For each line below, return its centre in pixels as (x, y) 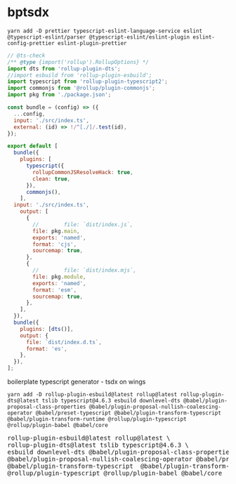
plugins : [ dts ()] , (47, 329)
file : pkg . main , (56, 231)
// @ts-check (26, 55)
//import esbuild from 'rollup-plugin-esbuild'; (80, 75)
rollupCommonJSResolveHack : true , (83, 172)
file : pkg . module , (59, 277)
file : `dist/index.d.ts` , (64, 342)
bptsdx (28, 12)
